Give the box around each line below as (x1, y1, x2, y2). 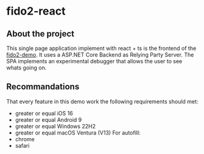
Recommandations (6, 82, 80, 92)
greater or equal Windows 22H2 (15, 122, 96, 130)
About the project (6, 29, 75, 39)
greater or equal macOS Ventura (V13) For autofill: (15, 129, 141, 136)
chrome (15, 135, 35, 142)
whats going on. (6, 64, 47, 71)
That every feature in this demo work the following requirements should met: (6, 97, 199, 105)
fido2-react (6, 4, 66, 18)
